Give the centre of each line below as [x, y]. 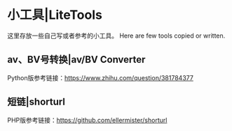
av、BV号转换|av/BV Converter [76, 60]
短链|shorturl [36, 102]
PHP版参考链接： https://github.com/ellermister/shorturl [87, 120]
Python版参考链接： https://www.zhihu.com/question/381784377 [101, 77]
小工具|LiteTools [55, 15]
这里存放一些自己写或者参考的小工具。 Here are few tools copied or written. [116, 36]
